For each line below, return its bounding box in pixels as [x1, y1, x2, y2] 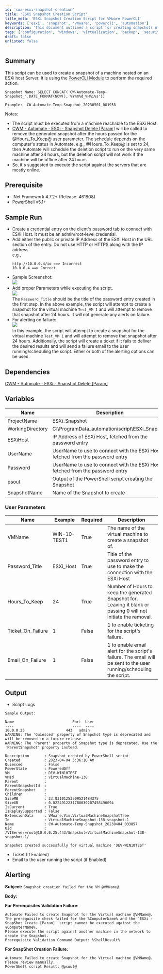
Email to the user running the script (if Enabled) [12, 857, 107, 862]
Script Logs [12, 701, 35, 707]
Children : [5, 792, 47, 797]
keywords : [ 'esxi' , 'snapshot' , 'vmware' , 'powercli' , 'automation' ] [5, 20, 149, 26]
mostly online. [12, 167, 40, 173]
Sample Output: [5, 711, 36, 716]
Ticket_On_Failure [7, 628, 48, 635]
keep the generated [107, 589, 152, 596]
